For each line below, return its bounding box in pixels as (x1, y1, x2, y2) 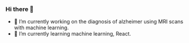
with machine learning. (13, 24, 69, 31)
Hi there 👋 (5, 5, 34, 13)
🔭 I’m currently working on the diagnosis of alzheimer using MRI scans (13, 18, 184, 25)
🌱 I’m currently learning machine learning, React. (13, 30, 132, 37)
